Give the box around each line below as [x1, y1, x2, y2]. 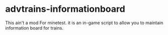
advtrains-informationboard [5, 3, 126, 15]
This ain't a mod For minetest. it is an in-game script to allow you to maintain [5, 20, 163, 26]
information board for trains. [5, 25, 64, 31]
